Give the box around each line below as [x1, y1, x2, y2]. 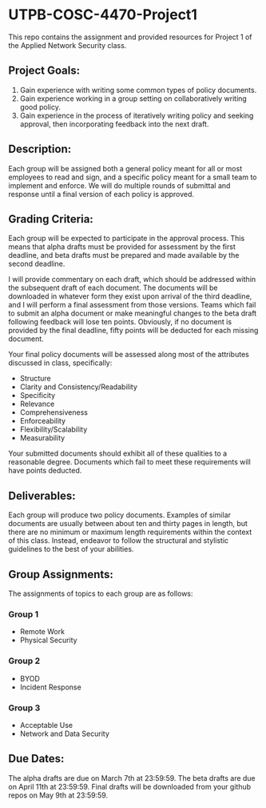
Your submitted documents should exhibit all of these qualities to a [8, 448, 228, 458]
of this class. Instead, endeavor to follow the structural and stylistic [8, 536, 229, 545]
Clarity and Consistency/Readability [19, 382, 138, 392]
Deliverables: [8, 488, 76, 502]
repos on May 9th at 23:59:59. [8, 790, 109, 800]
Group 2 [8, 655, 41, 666]
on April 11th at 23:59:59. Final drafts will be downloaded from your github [8, 782, 252, 791]
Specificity [19, 391, 56, 400]
